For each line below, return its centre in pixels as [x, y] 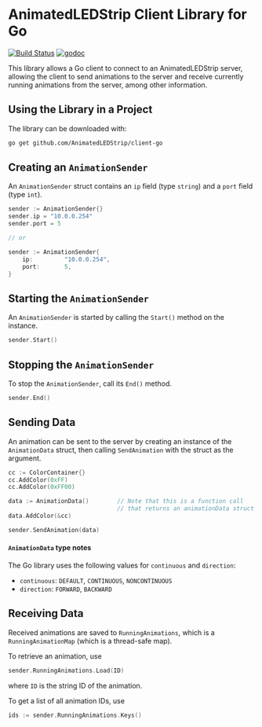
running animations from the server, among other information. [108, 85]
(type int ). [25, 195]
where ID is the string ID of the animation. [75, 685]
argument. [25, 458]
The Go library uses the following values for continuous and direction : [122, 565]
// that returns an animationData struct [186, 509]
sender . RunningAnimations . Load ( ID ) [66, 670]
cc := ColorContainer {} [47, 472]
